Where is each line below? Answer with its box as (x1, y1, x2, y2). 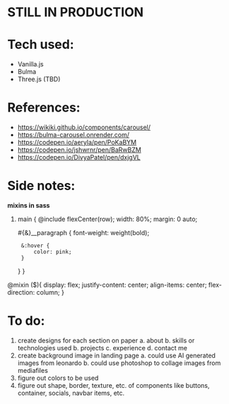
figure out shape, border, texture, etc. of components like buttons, (17, 381, 210, 389)
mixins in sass (7, 201, 50, 209)
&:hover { (20, 242, 50, 249)
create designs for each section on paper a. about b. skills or (17, 336, 195, 345)
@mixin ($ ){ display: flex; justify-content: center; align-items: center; (7, 280, 207, 289)
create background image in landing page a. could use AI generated (17, 351, 216, 360)
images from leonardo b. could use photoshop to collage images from (17, 358, 221, 367)
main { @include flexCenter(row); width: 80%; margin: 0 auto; (17, 215, 198, 223)
